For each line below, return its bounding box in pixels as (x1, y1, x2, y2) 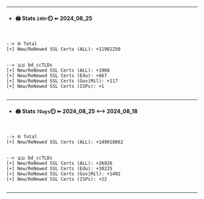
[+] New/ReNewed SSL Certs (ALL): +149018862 (6, 139, 123, 146)
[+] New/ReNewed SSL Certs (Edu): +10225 (6, 166, 113, 172)
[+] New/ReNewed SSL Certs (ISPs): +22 (6, 177, 107, 183)
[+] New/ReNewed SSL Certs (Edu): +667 (6, 73, 107, 79)
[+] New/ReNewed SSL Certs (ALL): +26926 (6, 160, 113, 167)
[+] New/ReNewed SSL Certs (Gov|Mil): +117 (6, 78, 118, 84)
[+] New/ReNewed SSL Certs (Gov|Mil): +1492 (6, 171, 121, 177)
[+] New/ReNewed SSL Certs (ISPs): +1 (6, 83, 104, 90)
